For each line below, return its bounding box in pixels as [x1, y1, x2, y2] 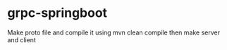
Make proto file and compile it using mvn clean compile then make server [7, 28, 221, 37]
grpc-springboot [7, 5, 108, 21]
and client [7, 35, 37, 44]
